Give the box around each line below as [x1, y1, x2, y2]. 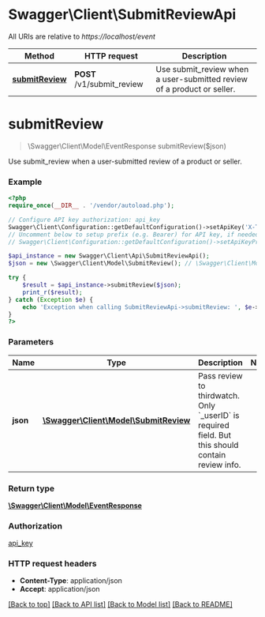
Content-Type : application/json [19, 576, 122, 585]
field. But [198, 429, 231, 440]
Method [24, 50, 55, 61]
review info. [198, 459, 241, 470]
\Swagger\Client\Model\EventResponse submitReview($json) [27, 141, 226, 151]
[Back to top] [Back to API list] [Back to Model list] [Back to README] [8, 600, 233, 609]
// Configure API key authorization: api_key [8, 216, 160, 224]
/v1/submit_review [74, 78, 144, 89]
